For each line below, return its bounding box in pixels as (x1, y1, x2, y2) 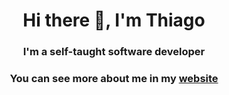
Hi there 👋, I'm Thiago (22, 9, 206, 32)
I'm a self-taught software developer (22, 45, 206, 59)
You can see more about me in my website (9, 72, 219, 86)
